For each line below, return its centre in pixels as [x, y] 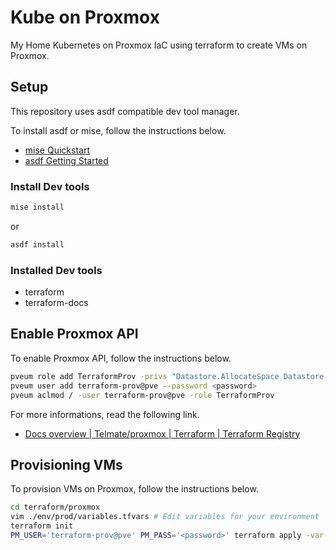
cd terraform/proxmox [55, 507]
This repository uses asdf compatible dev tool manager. [125, 111]
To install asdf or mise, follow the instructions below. [118, 130]
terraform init [42, 526]
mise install [37, 207]
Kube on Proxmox [85, 17]
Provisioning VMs [66, 464]
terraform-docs [56, 303]
